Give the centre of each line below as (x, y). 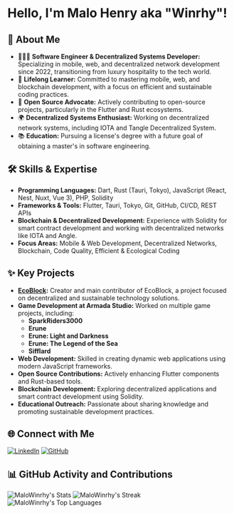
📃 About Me (34, 40)
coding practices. (43, 94)
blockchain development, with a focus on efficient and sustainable (115, 87)
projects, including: (46, 313)
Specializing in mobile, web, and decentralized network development (119, 64)
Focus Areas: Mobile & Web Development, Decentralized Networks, (117, 243)
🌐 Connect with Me (51, 434)
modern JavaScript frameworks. (65, 366)
